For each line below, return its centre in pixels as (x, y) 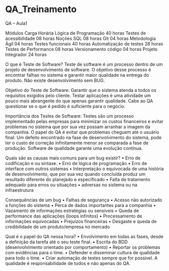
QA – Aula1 (16, 23)
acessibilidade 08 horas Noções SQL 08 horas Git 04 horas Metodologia (81, 38)
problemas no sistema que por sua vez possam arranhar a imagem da (78, 127)
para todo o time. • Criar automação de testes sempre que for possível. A (81, 258)
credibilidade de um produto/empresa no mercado (58, 227)
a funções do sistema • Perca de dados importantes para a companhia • (81, 205)
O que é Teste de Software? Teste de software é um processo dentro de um (84, 64)
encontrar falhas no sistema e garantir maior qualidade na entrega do (77, 75)
